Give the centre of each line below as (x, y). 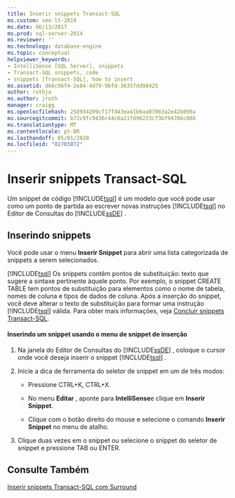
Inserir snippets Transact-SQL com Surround (72, 487)
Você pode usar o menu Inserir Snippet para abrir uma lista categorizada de (118, 252)
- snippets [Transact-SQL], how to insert (70, 79)
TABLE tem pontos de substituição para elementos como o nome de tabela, (116, 288)
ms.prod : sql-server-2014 (45, 33)
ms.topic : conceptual (39, 53)
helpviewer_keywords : (39, 60)
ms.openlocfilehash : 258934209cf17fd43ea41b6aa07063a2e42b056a (102, 112)
